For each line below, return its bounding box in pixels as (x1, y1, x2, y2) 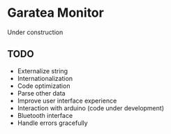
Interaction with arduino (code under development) (17, 103, 164, 112)
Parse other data (17, 89, 66, 97)
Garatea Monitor (7, 5, 105, 21)
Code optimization (17, 82, 70, 90)
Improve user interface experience (17, 96, 117, 105)
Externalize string (17, 66, 68, 75)
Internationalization (17, 74, 73, 82)
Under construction (7, 28, 64, 36)
